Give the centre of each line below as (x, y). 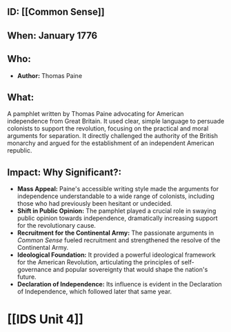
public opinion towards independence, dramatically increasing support (118, 218)
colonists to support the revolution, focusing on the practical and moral (108, 128)
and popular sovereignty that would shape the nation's (130, 270)
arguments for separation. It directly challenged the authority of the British (113, 136)
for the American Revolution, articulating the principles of (98, 262)
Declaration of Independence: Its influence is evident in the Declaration (119, 284)
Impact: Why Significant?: (64, 172)
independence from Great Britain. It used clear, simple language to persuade (116, 121)
